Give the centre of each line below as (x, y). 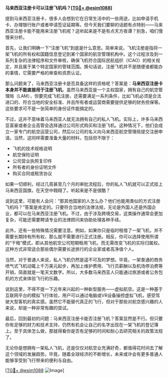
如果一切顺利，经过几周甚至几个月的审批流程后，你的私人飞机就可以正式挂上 (84, 184)
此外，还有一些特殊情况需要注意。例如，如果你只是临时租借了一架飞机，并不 (84, 230)
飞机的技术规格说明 (32, 148)
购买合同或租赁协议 (32, 173)
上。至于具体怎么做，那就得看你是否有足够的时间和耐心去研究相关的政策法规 (84, 331)
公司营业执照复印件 (32, 161)
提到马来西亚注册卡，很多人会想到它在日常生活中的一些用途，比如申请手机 (82, 18)
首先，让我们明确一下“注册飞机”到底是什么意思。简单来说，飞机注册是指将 (82, 48)
